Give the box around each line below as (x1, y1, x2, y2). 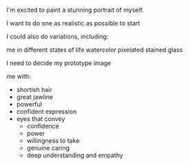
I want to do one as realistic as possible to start (6, 19, 140, 27)
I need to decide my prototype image (6, 59, 112, 67)
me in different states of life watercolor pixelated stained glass (6, 46, 183, 54)
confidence (26, 122, 59, 130)
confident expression (16, 108, 77, 115)
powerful (16, 100, 43, 108)
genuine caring (26, 144, 70, 152)
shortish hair (16, 86, 52, 93)
